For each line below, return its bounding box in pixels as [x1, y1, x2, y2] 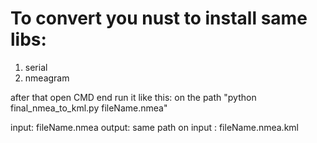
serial [24, 61, 48, 73]
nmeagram [24, 72, 70, 84]
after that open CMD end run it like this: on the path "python [10, 91, 257, 103]
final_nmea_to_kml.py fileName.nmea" [10, 102, 168, 114]
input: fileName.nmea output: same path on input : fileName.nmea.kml [10, 121, 299, 133]
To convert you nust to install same [10, 7, 308, 30]
